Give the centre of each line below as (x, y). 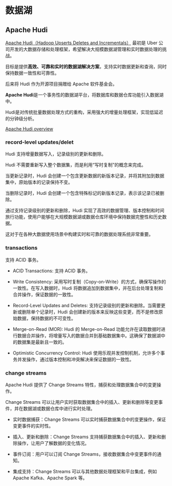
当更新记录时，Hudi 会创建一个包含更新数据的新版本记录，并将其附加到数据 (85, 176)
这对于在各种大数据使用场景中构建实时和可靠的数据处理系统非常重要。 (79, 234)
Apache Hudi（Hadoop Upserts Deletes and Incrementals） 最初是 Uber (81, 43)
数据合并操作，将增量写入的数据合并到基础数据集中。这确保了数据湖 (89, 335)
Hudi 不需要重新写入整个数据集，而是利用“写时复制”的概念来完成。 (76, 165)
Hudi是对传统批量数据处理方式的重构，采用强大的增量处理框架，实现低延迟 (84, 112)
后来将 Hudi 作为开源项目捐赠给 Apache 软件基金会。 (61, 84)
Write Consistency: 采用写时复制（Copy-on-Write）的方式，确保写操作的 (89, 282)
